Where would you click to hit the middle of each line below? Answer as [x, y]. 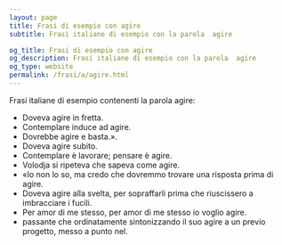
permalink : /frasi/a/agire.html [69, 75]
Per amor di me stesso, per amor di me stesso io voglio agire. [134, 212]
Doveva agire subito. [60, 146]
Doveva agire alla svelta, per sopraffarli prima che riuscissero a [137, 193]
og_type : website [41, 67]
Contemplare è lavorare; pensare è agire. [97, 155]
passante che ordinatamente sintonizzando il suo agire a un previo [144, 221]
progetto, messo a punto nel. [75, 231]
